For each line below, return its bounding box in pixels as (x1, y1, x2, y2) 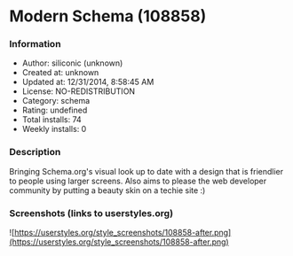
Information (9, 38, 61, 50)
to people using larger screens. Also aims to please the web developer (9, 175, 267, 186)
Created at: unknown (21, 67, 99, 78)
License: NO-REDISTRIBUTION (21, 86, 136, 97)
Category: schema (21, 96, 91, 106)
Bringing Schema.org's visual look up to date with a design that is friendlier (9, 166, 284, 176)
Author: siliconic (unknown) (21, 58, 123, 68)
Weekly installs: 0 (21, 124, 87, 135)
